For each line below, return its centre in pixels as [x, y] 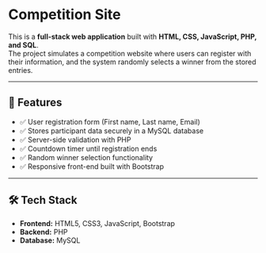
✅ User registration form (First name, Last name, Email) [110, 121]
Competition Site [65, 15]
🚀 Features [35, 103]
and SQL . [23, 44]
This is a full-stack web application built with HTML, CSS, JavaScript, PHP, [133, 36]
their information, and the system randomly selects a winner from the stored [132, 62]
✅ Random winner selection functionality [86, 157]
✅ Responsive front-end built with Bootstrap [92, 166]
